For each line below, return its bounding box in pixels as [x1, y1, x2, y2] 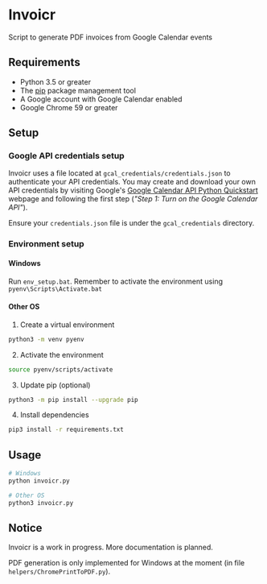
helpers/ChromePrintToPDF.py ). [8, 566, 111, 577]
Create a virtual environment [19, 320, 115, 329]
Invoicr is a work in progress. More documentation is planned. [8, 542, 213, 553]
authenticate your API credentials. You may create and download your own [8, 177, 256, 187]
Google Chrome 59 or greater [19, 102, 118, 112]
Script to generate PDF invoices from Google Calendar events [8, 32, 213, 42]
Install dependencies [19, 410, 90, 420]
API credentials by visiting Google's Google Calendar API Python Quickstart [8, 185, 259, 195]
